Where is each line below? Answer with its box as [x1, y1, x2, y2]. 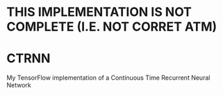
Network [6, 81, 32, 89]
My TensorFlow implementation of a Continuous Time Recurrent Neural [6, 74, 210, 82]
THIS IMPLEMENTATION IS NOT [6, 4, 192, 20]
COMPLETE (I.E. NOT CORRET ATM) [6, 19, 217, 35]
